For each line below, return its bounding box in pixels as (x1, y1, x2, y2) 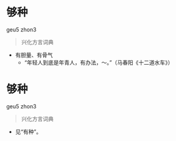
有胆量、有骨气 (15, 51, 53, 58)
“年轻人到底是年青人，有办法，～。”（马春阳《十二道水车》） (24, 59, 174, 66)
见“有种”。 (15, 128, 42, 135)
